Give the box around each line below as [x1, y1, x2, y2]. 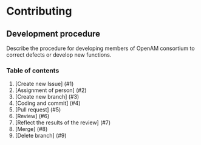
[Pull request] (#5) [15, 106, 61, 113]
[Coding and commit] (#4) [15, 99, 81, 107]
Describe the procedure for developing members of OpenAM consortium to [6, 44, 196, 52]
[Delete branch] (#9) [15, 132, 67, 140]
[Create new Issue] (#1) [15, 80, 74, 88]
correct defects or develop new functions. [6, 51, 112, 58]
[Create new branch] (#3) [15, 93, 80, 101]
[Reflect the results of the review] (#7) [15, 119, 111, 126]
